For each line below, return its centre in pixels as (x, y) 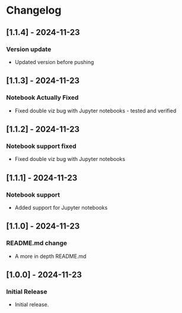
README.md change (37, 243)
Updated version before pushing (54, 62)
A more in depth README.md (51, 256)
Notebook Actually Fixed (42, 97)
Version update (29, 49)
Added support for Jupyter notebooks (61, 207)
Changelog (34, 10)
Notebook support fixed (41, 146)
